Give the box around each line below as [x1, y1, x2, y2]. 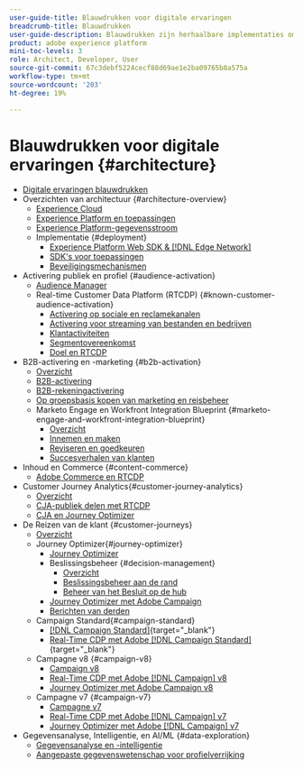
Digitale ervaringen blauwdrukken [22, 184, 149, 195]
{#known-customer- [199, 289, 276, 300]
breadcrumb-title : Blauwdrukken [9, 22, 131, 31]
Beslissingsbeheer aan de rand [62, 577, 179, 588]
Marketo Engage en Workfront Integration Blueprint [35, 405, 227, 416]
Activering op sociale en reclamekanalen [49, 308, 201, 320]
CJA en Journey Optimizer [35, 510, 135, 521]
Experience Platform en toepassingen [35, 213, 176, 224]
